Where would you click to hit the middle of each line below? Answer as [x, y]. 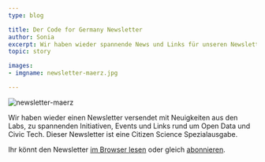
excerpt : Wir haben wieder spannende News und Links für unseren [118, 44]
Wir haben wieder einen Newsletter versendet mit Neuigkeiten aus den [123, 117]
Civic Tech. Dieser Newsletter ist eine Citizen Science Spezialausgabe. [123, 134]
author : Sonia [32, 37]
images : [21, 66]
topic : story [30, 52]
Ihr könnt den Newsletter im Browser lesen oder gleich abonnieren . [117, 149]
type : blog [26, 15]
